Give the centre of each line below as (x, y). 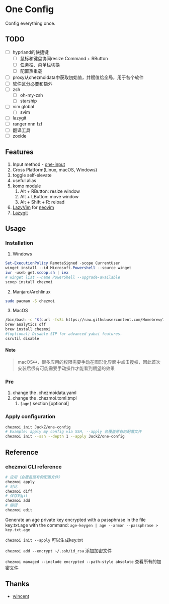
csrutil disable (22, 338)
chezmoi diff (19, 491)
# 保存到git (17, 496)
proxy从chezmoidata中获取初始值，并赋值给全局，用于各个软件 (78, 77)
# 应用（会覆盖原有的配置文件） (34, 477)
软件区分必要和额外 (32, 84)
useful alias (24, 180)
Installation (19, 243)
